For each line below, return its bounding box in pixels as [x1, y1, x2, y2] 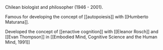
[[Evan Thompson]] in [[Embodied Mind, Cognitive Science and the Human [5, 34, 158, 40]
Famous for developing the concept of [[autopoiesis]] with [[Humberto [5, 14, 149, 19]
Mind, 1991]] [5, 39, 30, 45]
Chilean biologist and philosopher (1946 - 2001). [5, 4, 103, 10]
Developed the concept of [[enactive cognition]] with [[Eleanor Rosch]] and [5, 29, 159, 34]
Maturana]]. [5, 19, 29, 25]
